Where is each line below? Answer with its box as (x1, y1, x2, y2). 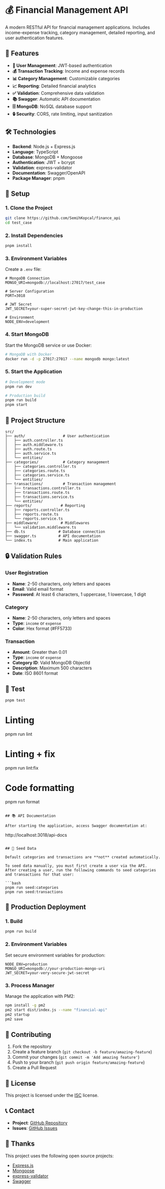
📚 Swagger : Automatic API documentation (12, 96, 101, 102)
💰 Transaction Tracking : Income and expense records (12, 68, 125, 74)
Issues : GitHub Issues (12, 1125, 58, 1131)
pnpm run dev (5, 384, 32, 389)
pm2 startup (5, 1012, 30, 1017)
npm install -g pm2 (5, 1003, 46, 1008)
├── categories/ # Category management (5, 460, 110, 465)
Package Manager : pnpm (12, 175, 65, 181)
